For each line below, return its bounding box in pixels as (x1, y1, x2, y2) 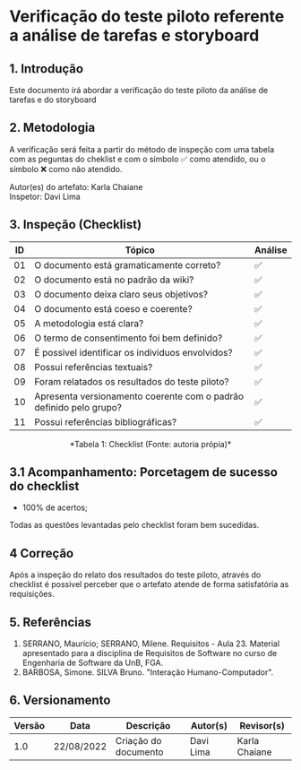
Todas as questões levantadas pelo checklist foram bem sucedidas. (9, 520, 260, 531)
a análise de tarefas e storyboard (9, 25, 260, 46)
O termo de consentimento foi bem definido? (34, 332, 223, 344)
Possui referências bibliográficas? (34, 415, 177, 428)
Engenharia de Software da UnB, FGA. (21, 657, 164, 669)
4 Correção (9, 545, 74, 561)
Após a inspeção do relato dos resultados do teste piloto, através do (9, 569, 262, 580)
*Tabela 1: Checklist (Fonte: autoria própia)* (69, 438, 232, 449)
